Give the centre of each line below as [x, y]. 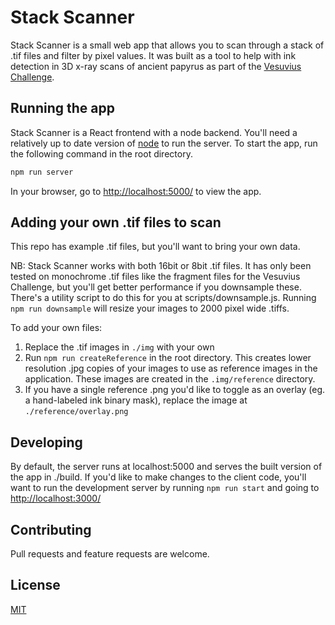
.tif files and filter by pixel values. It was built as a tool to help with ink [153, 55]
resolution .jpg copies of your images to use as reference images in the [171, 368]
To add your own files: [56, 328]
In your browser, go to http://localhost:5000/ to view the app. [136, 191]
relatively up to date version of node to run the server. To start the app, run [164, 143]
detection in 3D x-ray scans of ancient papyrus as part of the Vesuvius [156, 66]
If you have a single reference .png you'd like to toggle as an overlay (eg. [175, 390]
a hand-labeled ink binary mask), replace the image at [136, 400]
